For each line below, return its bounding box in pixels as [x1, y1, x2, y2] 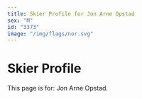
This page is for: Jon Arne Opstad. [7, 84, 109, 93]
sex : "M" [7, 17, 33, 24]
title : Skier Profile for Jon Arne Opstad [7, 10, 135, 18]
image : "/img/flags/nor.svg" [7, 30, 94, 37]
